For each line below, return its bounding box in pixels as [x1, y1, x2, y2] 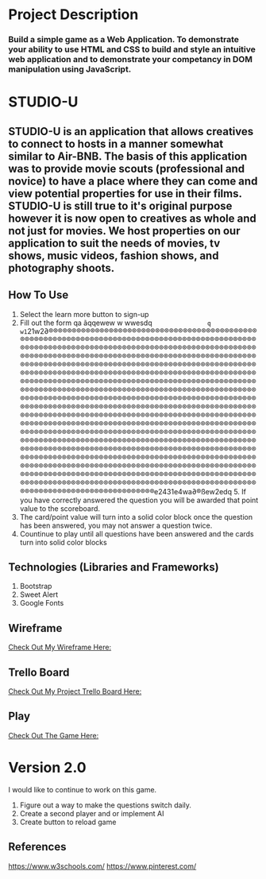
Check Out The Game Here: [8, 730, 99, 740]
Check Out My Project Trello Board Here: [8, 686, 142, 696]
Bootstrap [19, 582, 52, 591]
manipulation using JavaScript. [8, 64, 132, 75]
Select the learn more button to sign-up [19, 309, 149, 319]
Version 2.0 [8, 758, 87, 776]
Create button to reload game [19, 817, 117, 827]
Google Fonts [19, 598, 64, 608]
